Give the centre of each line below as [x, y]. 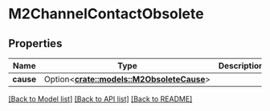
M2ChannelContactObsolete [106, 14]
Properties [35, 44]
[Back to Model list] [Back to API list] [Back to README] [100, 99]
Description [241, 66]
